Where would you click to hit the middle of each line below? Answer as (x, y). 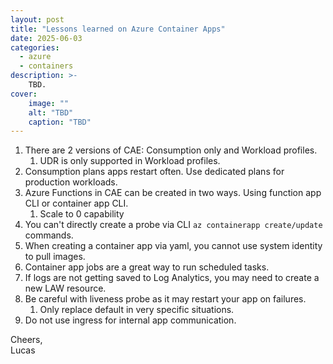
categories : (35, 47)
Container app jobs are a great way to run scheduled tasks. (147, 267)
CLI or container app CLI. (76, 203)
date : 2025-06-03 (46, 38)
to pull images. (55, 257)
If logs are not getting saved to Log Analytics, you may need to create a (172, 278)
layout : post (37, 19)
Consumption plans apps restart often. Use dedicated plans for (154, 172)
